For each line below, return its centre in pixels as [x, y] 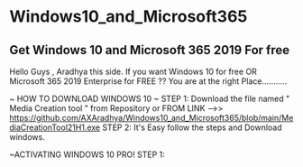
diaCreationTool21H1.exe [55, 127]
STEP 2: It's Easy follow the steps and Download [192, 127]
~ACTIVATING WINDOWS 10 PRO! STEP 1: [87, 154]
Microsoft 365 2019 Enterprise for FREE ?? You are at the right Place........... [148, 81]
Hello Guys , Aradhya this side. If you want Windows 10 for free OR [133, 71]
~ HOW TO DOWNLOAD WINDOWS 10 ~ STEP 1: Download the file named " [150, 98]
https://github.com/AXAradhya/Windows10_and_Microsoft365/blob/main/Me [151, 118]
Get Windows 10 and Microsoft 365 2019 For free [150, 50]
